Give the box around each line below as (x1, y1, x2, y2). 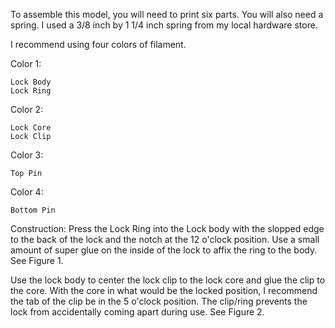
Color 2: (10, 104, 44, 115)
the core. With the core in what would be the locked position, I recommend (10, 285, 318, 296)
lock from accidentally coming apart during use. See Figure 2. (10, 306, 265, 318)
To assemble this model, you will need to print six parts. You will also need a (10, 9, 324, 20)
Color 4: (10, 186, 44, 198)
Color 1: (10, 58, 42, 69)
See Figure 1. (10, 255, 64, 266)
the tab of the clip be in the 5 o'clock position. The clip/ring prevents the (10, 295, 308, 307)
